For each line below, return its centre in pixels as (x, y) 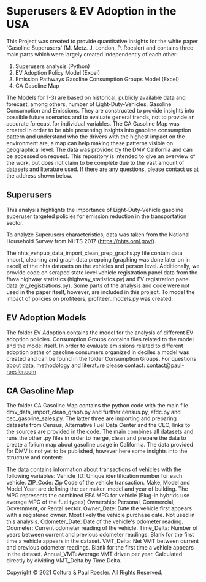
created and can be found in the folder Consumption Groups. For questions (101, 358)
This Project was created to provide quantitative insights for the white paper (102, 41)
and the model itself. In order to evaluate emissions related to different (95, 346)
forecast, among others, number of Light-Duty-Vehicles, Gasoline (89, 104)
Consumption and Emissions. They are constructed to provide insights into (101, 110)
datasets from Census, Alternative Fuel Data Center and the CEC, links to (98, 425)
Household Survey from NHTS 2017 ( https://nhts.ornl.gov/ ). (81, 241)
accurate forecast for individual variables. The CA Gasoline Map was (93, 123)
